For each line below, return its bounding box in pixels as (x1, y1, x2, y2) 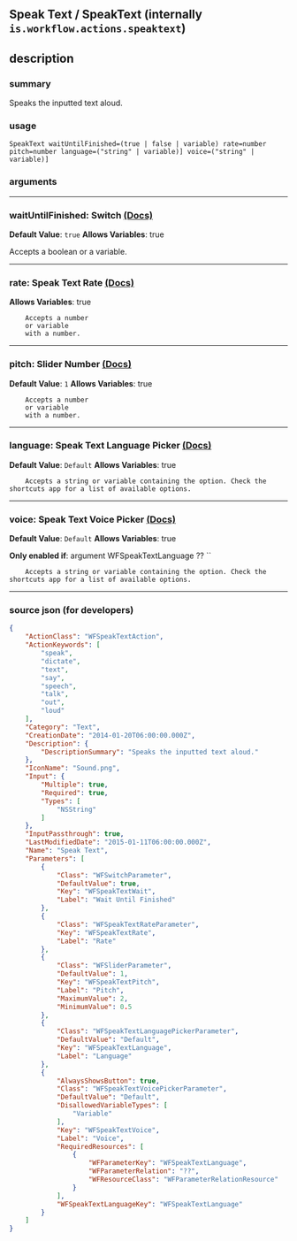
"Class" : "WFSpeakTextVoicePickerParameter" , (56, 1084, 227, 1093)
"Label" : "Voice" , (56, 1134, 125, 1143)
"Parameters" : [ (25, 854, 86, 863)
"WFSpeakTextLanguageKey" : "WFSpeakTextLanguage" (56, 1199, 243, 1208)
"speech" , (41, 681, 77, 691)
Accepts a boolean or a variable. (9, 246, 127, 257)
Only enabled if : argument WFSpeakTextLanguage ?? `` (9, 550, 212, 561)
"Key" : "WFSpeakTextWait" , (56, 887, 156, 896)
